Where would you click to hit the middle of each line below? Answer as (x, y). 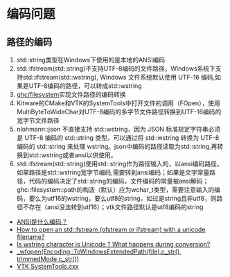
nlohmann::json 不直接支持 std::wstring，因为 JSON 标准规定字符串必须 (118, 129)
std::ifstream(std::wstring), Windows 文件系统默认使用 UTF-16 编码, (119, 77)
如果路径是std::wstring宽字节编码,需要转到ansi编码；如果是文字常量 (113, 172)
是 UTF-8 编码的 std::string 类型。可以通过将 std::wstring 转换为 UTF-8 (118, 138)
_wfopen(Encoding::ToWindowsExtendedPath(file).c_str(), (99, 251)
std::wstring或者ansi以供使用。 (73, 155)
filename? (30, 237)
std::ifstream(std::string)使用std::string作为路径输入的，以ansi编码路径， (120, 164)
